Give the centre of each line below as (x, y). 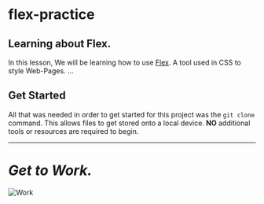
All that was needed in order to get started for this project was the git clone (132, 114)
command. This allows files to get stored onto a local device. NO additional (129, 123)
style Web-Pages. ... (41, 71)
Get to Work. (50, 170)
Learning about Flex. (60, 44)
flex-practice (51, 15)
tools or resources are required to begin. (73, 131)
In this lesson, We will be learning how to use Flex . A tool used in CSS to (125, 62)
